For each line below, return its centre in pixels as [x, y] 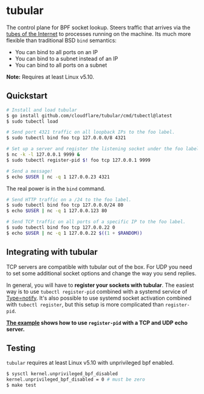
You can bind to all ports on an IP [56, 52]
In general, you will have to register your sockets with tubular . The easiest [100, 285]
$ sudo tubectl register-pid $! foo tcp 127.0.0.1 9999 [78, 160]
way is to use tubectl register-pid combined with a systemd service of [97, 291]
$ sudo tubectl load [32, 121]
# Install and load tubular [42, 110]
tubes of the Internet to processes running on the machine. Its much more [99, 33]
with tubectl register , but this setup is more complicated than [85, 304]
